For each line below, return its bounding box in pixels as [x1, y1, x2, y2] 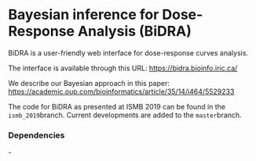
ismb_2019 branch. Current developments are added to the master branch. [8, 110, 242, 120]
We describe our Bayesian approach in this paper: [8, 78, 170, 88]
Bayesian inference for [8, 6, 159, 23]
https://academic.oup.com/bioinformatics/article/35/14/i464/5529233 [8, 87, 235, 96]
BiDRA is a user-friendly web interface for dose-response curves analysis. [8, 48, 249, 57]
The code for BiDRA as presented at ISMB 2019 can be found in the [8, 102, 226, 111]
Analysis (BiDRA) [77, 23, 192, 41]
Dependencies [8, 130, 65, 141]
